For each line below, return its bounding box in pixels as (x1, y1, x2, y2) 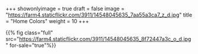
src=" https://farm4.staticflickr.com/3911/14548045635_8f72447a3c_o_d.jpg (5, 36, 191, 42)
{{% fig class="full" (5, 29, 54, 36)
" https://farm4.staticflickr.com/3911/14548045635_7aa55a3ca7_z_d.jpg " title (5, 11, 193, 18)
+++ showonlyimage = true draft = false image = (5, 5, 125, 12)
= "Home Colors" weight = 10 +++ (5, 18, 89, 24)
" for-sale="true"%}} (5, 42, 56, 49)
